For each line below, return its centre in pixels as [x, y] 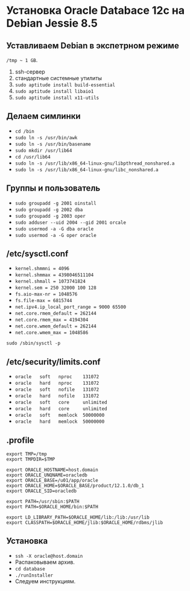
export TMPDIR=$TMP [31, 460]
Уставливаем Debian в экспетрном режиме [93, 46]
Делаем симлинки [43, 116]
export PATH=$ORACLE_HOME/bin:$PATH [52, 507]
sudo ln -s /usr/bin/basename [53, 144]
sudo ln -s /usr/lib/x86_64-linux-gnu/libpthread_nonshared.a [95, 163]
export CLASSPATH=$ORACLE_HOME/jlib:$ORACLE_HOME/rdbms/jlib [85, 523]
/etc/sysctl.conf [37, 254]
